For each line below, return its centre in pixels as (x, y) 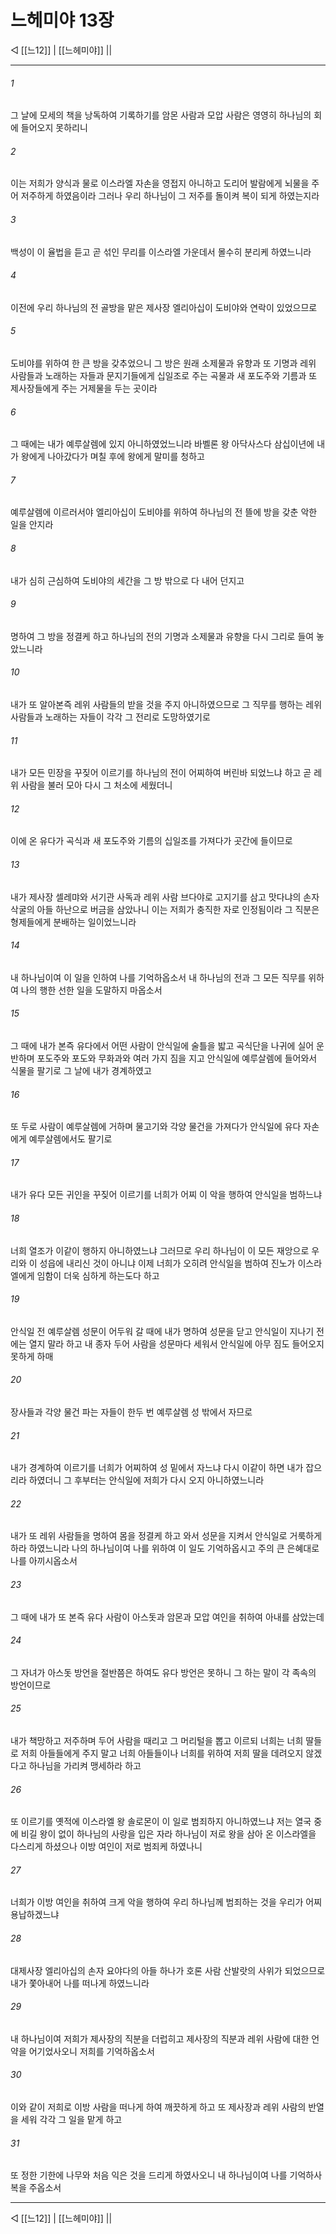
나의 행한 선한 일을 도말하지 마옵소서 (91, 990)
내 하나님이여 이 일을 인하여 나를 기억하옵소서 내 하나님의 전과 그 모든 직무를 (158, 977)
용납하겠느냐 (35, 1915)
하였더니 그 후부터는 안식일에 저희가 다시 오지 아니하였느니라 (146, 1480)
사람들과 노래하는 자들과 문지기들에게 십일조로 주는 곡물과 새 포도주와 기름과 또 (164, 375)
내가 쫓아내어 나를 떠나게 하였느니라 (80, 1983)
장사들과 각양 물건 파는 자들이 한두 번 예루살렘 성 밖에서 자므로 (131, 1412)
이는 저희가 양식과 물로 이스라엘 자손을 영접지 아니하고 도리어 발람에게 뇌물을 (160, 183)
